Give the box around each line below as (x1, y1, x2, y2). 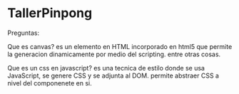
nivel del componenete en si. (7, 78, 93, 87)
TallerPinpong (7, 5, 93, 21)
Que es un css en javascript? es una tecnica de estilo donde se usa (7, 63, 205, 72)
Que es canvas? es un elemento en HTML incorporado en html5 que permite (7, 42, 233, 51)
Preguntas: (7, 28, 40, 37)
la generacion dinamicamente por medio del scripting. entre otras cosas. (7, 50, 221, 58)
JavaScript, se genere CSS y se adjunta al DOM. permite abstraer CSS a (7, 71, 220, 80)
